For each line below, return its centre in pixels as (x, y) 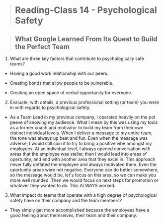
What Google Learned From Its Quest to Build (86, 39)
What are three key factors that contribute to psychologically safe (77, 58)
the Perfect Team (42, 47)
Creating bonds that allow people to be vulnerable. (62, 83)
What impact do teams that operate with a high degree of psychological (83, 195)
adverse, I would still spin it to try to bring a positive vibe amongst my (81, 143)
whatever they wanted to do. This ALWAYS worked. (63, 186)
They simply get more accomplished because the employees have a (80, 210)
